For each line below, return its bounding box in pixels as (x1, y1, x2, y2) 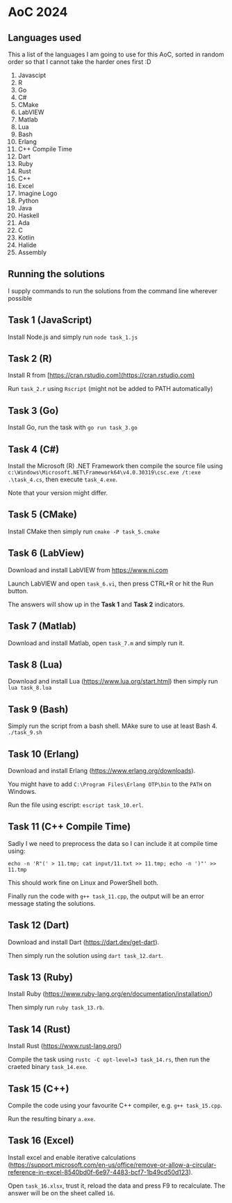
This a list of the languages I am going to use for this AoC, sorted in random (8, 50, 224, 58)
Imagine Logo (17, 189, 58, 197)
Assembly (17, 248, 47, 256)
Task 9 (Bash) (8, 703, 69, 715)
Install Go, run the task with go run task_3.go (8, 423, 138, 431)
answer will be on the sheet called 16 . (8, 1188, 115, 1197)
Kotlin (17, 233, 35, 242)
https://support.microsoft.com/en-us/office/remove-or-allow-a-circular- (10, 1161, 217, 1169)
